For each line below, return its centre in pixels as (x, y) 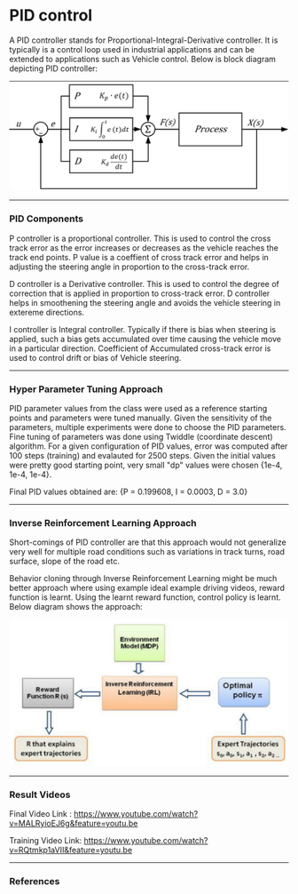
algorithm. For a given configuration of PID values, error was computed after (149, 446)
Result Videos (40, 794)
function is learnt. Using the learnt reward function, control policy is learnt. (145, 597)
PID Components (47, 219)
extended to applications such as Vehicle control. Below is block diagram (143, 59)
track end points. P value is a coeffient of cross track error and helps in (139, 257)
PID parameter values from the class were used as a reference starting (138, 408)
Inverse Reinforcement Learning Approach (103, 523)
